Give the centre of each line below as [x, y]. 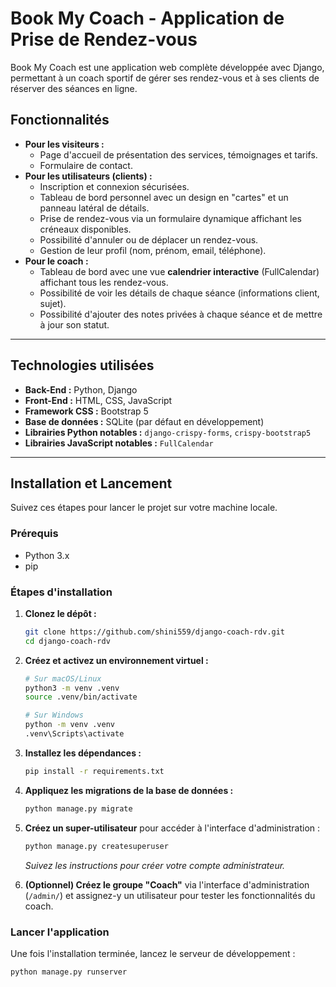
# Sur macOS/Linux [63, 678]
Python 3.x [47, 555]
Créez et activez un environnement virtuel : [116, 660]
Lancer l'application [60, 932]
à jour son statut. [74, 324]
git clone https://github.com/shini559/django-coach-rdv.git [155, 632]
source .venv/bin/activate [81, 697]
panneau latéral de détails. [94, 208]
